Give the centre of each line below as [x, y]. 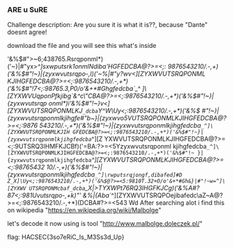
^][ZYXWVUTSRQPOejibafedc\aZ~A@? [167, 195]
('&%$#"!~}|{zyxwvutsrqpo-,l [49, 74]
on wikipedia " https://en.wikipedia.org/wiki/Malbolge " [84, 210]
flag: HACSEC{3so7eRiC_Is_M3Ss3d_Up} [66, 237]
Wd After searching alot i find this [177, 203]
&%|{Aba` [97, 195]
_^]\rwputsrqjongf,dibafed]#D [139, 175]
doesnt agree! [27, 32]
